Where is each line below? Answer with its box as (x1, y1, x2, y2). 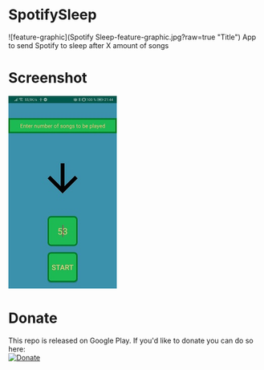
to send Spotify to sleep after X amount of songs (8, 40, 169, 50)
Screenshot (8, 69, 87, 87)
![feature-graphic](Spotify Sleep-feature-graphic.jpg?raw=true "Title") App (8, 32, 257, 42)
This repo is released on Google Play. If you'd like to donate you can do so (8, 335, 254, 345)
